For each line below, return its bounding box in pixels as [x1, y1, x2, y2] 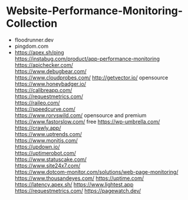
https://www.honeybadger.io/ [14, 80, 87, 87]
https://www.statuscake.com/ [14, 156, 87, 163]
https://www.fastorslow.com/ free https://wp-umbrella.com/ [14, 118, 160, 125]
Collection [6, 17, 58, 30]
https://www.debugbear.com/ [14, 67, 87, 75]
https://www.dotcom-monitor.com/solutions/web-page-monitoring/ [14, 168, 179, 175]
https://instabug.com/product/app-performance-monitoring [14, 55, 160, 62]
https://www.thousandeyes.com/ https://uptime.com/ [14, 175, 144, 182]
